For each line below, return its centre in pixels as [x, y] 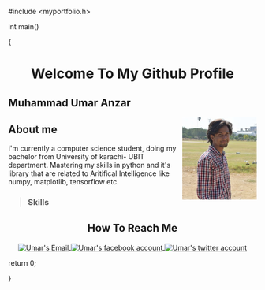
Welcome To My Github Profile [132, 74]
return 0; [22, 262]
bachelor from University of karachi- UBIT [76, 157]
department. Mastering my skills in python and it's [90, 165]
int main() [24, 26]
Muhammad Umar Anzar [70, 103]
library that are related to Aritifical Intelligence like [89, 173]
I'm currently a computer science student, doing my [92, 148]
